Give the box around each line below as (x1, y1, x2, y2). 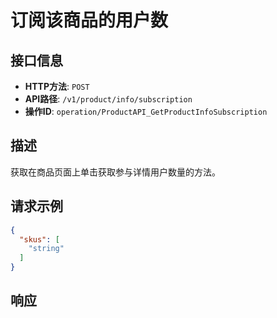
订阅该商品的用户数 (10, 9, 169, 32)
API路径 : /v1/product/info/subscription (24, 93, 193, 105)
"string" (28, 244, 65, 254)
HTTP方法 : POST (24, 81, 90, 92)
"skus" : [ (19, 234, 60, 245)
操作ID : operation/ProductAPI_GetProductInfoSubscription (24, 106, 268, 117)
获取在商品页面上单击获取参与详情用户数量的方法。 (10, 166, 221, 178)
